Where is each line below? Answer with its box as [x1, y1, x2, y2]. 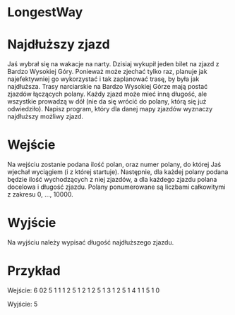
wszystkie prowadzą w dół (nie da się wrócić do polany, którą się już [7, 97, 207, 106]
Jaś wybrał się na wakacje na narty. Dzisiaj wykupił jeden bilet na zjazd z [7, 60, 219, 68]
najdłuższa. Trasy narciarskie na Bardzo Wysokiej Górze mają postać [7, 82, 208, 91]
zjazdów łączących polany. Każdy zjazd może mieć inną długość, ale [7, 89, 207, 99]
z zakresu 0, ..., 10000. [7, 190, 73, 199]
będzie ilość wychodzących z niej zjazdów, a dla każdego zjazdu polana [7, 175, 217, 184]
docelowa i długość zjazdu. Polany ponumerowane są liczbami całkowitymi [7, 183, 226, 191]
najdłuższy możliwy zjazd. [7, 112, 83, 121]
